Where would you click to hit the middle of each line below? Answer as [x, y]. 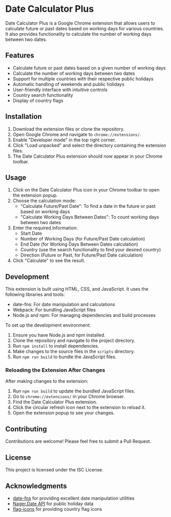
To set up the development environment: [48, 325]
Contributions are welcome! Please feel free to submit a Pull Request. [78, 441]
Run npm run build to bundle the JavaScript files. [65, 357]
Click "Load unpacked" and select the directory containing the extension [89, 145]
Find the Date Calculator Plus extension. [55, 402]
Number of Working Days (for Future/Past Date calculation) [83, 239]
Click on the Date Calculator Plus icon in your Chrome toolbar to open [86, 190]
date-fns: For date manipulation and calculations [64, 305]
